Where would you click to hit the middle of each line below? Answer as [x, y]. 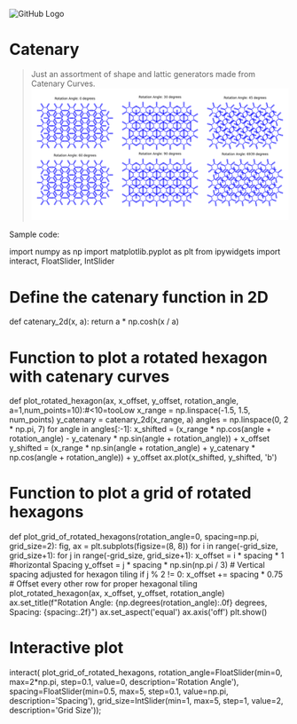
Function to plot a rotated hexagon [138, 357]
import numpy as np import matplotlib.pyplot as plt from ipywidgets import [145, 252]
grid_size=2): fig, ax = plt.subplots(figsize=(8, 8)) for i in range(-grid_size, [144, 547]
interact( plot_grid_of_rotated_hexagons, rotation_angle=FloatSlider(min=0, [146, 673]
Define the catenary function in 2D [139, 297]
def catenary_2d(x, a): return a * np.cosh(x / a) [94, 322]
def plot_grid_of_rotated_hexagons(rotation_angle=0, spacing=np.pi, [134, 537]
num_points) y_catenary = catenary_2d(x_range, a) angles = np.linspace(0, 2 [149, 420]
